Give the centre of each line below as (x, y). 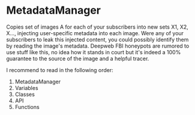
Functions (27, 107)
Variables (26, 88)
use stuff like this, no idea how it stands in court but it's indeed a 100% (94, 52)
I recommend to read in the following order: (60, 70)
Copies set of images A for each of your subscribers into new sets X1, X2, (97, 27)
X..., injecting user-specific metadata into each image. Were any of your (95, 33)
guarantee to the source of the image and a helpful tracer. (78, 58)
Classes (25, 94)
